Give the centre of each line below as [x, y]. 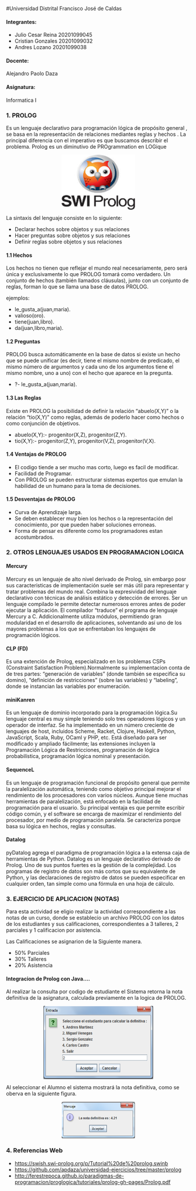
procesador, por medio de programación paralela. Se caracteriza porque [93, 820]
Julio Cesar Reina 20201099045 [53, 35]
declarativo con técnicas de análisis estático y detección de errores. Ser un [97, 598]
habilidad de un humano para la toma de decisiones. [78, 486]
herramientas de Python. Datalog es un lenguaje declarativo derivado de [93, 859]
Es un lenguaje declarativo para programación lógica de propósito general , [97, 128]
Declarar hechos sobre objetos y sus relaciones [72, 229]
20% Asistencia [33, 965]
